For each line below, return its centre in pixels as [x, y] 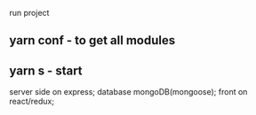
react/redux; [32, 102]
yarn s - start [46, 70]
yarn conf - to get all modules [92, 40]
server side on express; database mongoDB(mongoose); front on [128, 92]
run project [29, 13]
